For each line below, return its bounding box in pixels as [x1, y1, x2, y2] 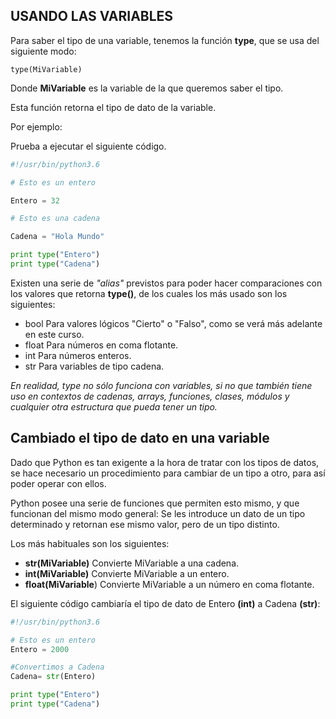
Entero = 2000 [10, 644, 70, 654]
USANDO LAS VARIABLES [10, 8, 174, 25]
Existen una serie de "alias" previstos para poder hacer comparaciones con [10, 277, 323, 289]
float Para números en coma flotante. [24, 339, 179, 351]
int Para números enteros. [24, 349, 132, 361]
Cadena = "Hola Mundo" [10, 232, 105, 242]
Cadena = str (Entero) [10, 672, 97, 682]
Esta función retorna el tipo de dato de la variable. [10, 101, 217, 113]
